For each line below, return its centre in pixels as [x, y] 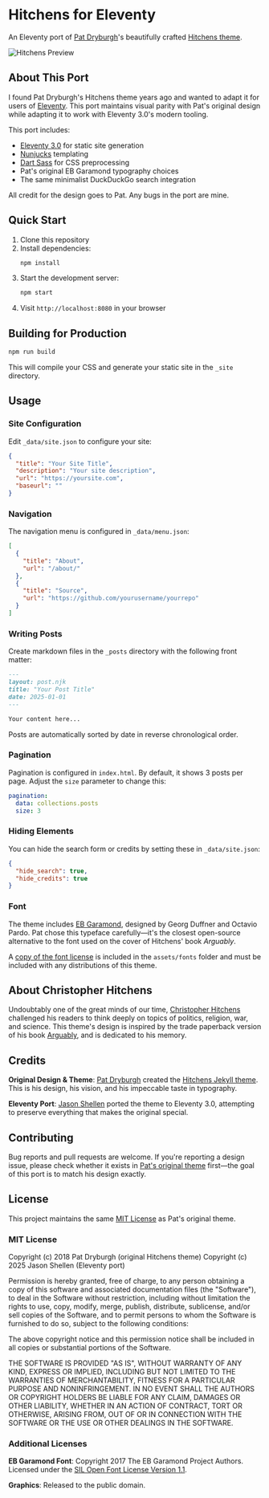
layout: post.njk [37, 682]
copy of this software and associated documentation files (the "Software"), [132, 1289]
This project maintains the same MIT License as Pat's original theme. [122, 1219]
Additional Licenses [48, 1444]
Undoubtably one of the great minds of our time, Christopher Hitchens [124, 1010]
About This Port [49, 78]
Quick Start [37, 220]
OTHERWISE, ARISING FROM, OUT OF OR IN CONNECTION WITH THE [125, 1415]
